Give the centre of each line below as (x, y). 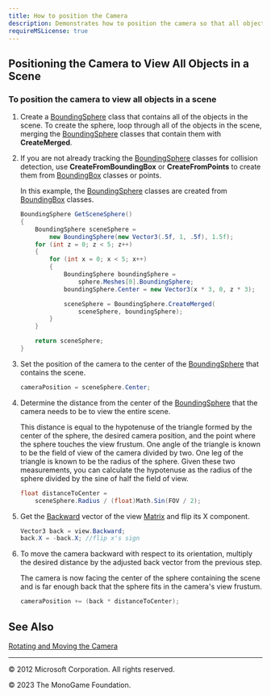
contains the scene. (53, 372)
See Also (31, 627)
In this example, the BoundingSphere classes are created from (123, 191)
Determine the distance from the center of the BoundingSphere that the (139, 403)
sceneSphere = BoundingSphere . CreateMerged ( (140, 304)
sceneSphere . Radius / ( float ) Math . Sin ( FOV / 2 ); (118, 501)
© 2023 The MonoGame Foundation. (70, 685)
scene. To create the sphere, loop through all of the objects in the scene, (141, 125)
